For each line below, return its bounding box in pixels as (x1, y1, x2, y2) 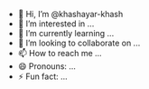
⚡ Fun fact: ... (17, 71, 68, 82)
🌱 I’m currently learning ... (17, 28, 115, 38)
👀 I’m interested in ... (17, 18, 95, 29)
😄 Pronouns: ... (17, 61, 77, 72)
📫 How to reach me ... (17, 48, 102, 58)
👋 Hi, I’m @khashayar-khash (17, 9, 124, 19)
